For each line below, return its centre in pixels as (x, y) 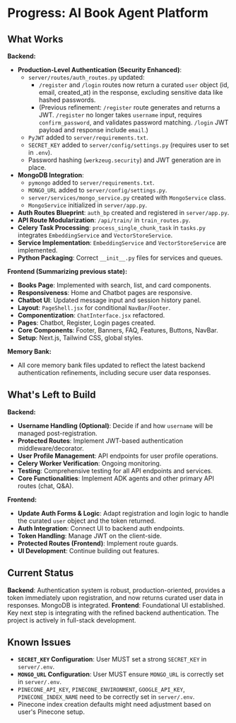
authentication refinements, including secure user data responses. (114, 372)
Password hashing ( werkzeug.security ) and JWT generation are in (124, 160)
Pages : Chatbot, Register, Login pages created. (87, 323)
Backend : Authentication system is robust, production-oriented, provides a (117, 590)
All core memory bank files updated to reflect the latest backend (111, 365)
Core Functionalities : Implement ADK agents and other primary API (116, 478)
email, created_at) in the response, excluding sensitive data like (131, 92)
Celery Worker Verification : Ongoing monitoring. (89, 463)
